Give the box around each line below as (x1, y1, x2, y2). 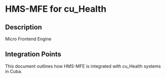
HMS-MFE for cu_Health (5, 3, 107, 15)
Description (5, 23, 42, 31)
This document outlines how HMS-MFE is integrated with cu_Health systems (5, 63, 161, 69)
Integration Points (5, 50, 62, 58)
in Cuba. (5, 68, 22, 74)
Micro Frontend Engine (5, 36, 52, 42)
